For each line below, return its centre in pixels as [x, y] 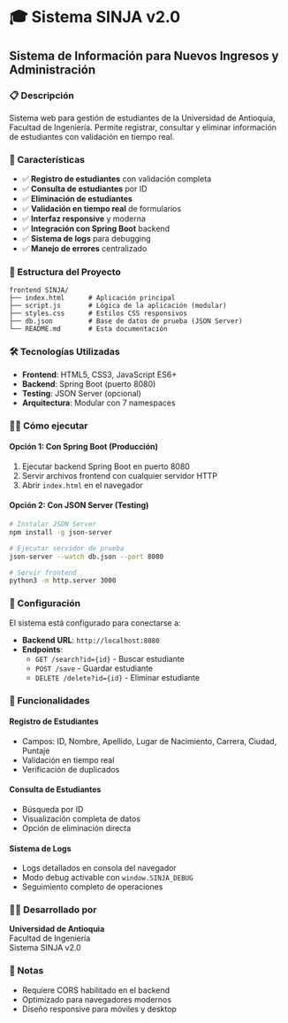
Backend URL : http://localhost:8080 [91, 640]
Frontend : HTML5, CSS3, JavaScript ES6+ [99, 374]
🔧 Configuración [45, 604]
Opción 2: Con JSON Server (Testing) [79, 505]
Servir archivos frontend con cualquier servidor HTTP [120, 475]
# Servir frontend [43, 573]
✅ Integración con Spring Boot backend [96, 229]
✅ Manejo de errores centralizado [84, 249]
